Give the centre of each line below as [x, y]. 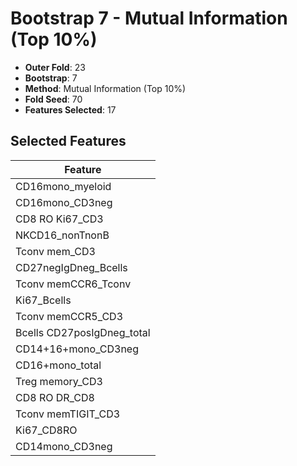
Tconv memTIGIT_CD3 [68, 414]
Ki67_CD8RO [46, 430]
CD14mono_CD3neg [64, 446]
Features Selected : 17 [70, 109]
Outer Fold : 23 [55, 67]
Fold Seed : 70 [53, 99]
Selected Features [68, 141]
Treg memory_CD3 [59, 381]
